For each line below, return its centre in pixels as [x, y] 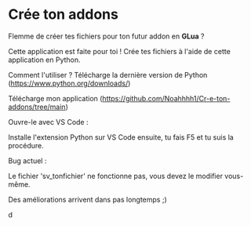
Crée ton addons [64, 15]
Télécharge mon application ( [55, 98]
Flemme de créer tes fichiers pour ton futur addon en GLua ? [107, 36]
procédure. [26, 145]
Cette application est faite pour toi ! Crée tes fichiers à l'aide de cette [120, 51]
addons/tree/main [37, 107]
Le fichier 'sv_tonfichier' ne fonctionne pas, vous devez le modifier [116, 176]
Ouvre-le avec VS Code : [48, 122]
